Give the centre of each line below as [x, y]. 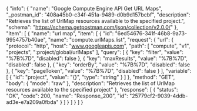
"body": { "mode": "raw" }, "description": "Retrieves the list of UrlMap [91, 83]
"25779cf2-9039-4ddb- [158, 96]
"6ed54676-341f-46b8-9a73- [151, 33]
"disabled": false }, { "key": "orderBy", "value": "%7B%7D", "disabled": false [98, 65]
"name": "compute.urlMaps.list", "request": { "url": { [111, 40]
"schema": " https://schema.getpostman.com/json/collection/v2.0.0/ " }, [92, 27]
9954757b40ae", [26, 40]
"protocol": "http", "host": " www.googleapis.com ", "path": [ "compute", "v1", [98, 46]
